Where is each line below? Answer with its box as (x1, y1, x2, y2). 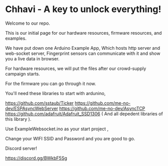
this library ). (5, 116, 32, 122)
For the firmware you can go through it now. (5, 80, 97, 87)
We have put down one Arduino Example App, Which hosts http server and (5, 45, 160, 51)
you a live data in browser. (5, 55, 60, 61)
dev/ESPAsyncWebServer (5, 105, 58, 111)
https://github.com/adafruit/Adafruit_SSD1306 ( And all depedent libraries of (5, 111, 163, 117)
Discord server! (5, 145, 37, 151)
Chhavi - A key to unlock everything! (5, 4, 161, 15)
